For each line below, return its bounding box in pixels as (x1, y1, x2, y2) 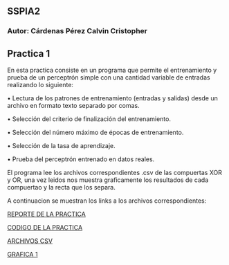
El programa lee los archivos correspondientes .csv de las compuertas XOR (7, 169, 223, 177)
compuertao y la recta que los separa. (7, 183, 116, 192)
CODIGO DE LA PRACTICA (7, 223, 83, 232)
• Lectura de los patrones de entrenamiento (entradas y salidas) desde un (7, 94, 218, 102)
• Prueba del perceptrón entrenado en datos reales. (7, 155, 155, 163)
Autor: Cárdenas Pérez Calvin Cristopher (7, 26, 147, 36)
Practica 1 (7, 48, 51, 60)
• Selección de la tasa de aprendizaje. (7, 142, 116, 150)
